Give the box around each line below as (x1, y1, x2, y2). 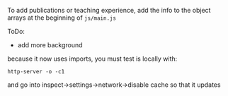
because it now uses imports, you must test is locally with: (7, 54, 178, 63)
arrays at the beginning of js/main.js (7, 13, 117, 22)
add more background (17, 41, 83, 49)
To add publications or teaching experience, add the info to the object (7, 6, 211, 14)
